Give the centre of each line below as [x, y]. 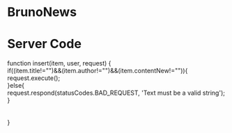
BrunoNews [42, 12]
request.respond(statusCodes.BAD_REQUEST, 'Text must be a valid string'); [116, 93]
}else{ [16, 86]
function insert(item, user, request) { [59, 63]
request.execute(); [34, 78]
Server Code [45, 44]
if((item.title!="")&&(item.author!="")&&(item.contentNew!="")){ [98, 71]
